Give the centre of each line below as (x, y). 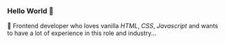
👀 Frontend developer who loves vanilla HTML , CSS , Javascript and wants (113, 26)
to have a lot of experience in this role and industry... (82, 33)
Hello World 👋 (30, 11)
